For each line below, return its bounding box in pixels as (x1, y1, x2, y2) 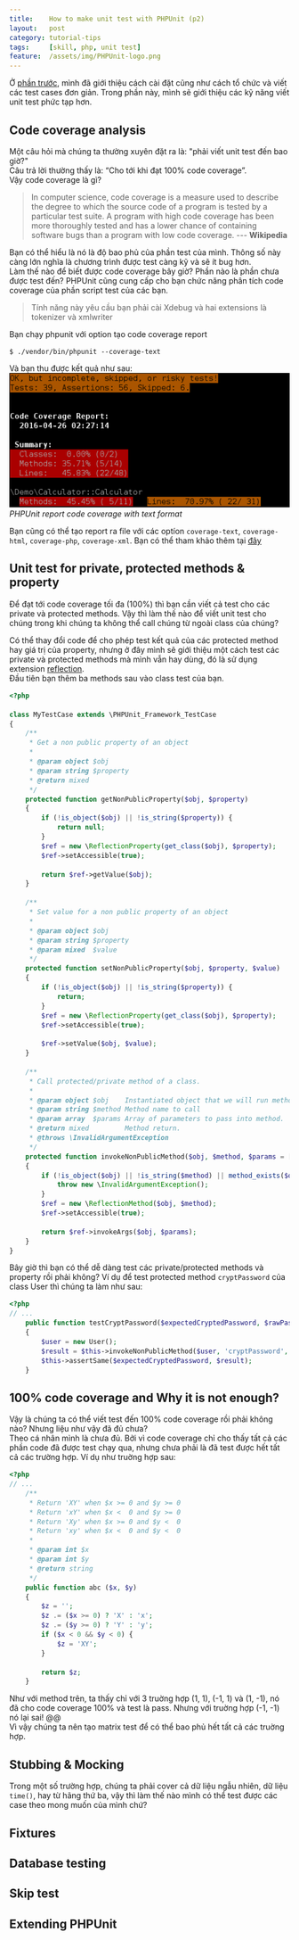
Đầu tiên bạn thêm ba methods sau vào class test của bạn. (9, 673, 224, 683)
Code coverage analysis (9, 122, 147, 137)
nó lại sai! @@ (9, 1713, 61, 1723)
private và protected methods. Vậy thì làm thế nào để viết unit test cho (9, 607, 267, 619)
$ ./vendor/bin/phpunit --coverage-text (9, 347, 162, 356)
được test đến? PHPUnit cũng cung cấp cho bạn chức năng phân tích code (9, 275, 284, 285)
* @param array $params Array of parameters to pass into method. (28, 1115, 285, 1124)
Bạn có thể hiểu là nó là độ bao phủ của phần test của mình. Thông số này (9, 246, 282, 258)
